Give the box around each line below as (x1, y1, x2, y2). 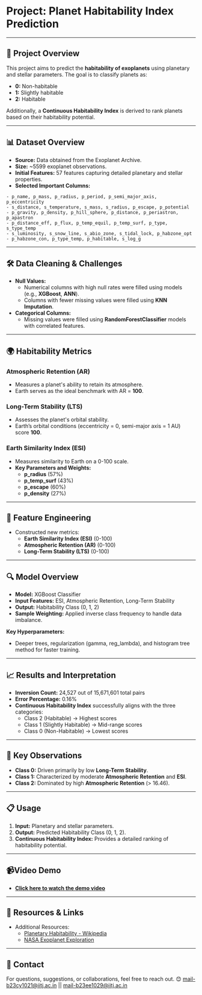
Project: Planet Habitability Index (6, 4, 174, 18)
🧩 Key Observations (6, 750, 82, 761)
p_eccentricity (6, 199, 44, 205)
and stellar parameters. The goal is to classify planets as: (6, 71, 147, 78)
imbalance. (14, 617, 43, 624)
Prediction (6, 17, 59, 31)
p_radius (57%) (23, 470, 63, 477)
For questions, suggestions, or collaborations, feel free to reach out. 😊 (6, 975, 182, 983)
